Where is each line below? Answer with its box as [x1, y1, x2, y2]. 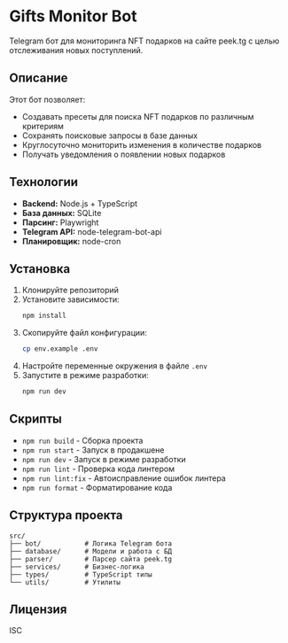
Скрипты [9, 412, 62, 427]
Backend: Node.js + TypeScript [21, 198, 138, 209]
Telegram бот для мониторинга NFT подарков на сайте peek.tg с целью [9, 35, 280, 46]
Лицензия [9, 602, 67, 617]
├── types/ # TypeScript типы [9, 569, 152, 579]
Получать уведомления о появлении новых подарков [21, 149, 226, 159]
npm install [21, 312, 66, 321]
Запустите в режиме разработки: [21, 370, 149, 381]
